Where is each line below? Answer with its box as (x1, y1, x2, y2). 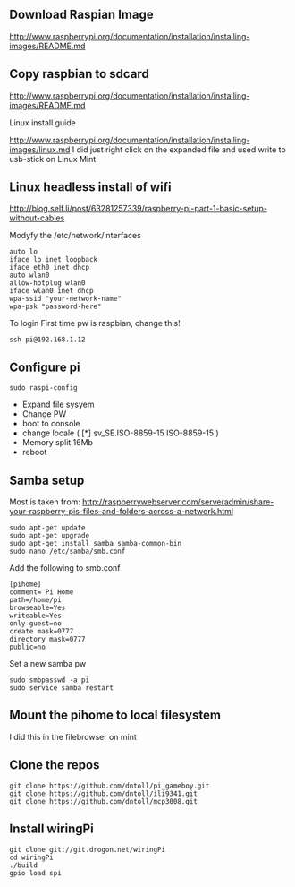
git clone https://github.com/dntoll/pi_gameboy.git (9, 781, 210, 790)
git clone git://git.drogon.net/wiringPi (9, 845, 166, 854)
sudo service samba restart (9, 684, 114, 693)
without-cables (9, 212, 65, 223)
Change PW (21, 409, 67, 419)
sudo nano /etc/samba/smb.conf (9, 547, 126, 556)
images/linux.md (9, 143, 71, 155)
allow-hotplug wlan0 (9, 279, 87, 288)
